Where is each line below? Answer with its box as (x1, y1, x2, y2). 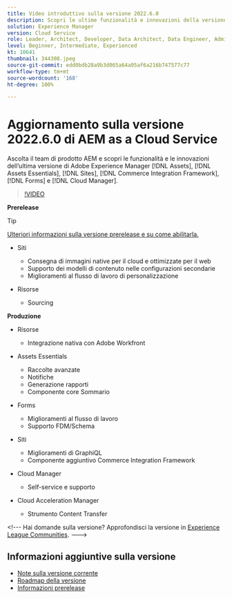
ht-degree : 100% (7, 81, 54, 88)
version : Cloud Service (7, 29, 76, 37)
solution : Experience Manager (7, 23, 95, 30)
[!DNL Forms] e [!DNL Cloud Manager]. (7, 177, 119, 185)
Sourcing (27, 298, 54, 307)
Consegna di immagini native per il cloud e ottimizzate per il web (27, 257, 212, 265)
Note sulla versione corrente (17, 569, 99, 577)
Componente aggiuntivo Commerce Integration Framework (27, 456, 195, 465)
